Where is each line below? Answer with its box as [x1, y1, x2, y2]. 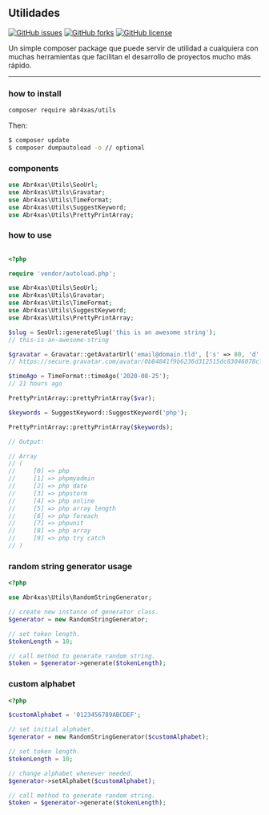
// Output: [8, 438, 45, 446]
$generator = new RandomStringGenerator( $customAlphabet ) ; [8, 733, 210, 741]
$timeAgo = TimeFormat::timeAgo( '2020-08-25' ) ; [8, 373, 171, 381]
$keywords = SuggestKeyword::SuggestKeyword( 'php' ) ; [8, 409, 188, 417]
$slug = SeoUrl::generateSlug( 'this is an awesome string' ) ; [8, 328, 217, 336]
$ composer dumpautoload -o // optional [8, 144, 146, 152]
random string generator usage [8, 560, 133, 572]
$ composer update [8, 136, 70, 144]
